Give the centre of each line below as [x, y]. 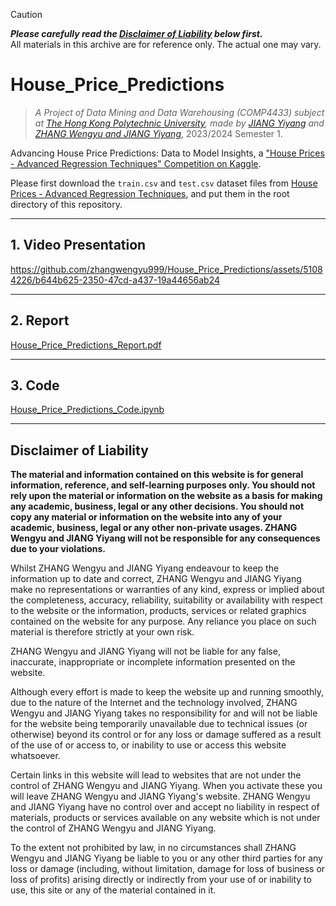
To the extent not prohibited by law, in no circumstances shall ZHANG [153, 848]
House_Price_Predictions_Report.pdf [86, 345]
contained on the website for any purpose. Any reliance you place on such [163, 621]
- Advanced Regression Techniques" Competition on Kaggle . [136, 163]
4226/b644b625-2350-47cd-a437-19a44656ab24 [115, 280]
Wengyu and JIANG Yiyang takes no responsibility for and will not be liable [164, 713]
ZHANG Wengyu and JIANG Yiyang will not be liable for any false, [145, 651]
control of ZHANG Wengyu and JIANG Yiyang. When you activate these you [166, 786]
